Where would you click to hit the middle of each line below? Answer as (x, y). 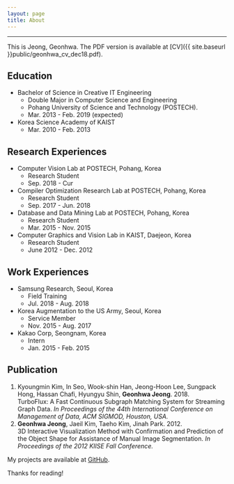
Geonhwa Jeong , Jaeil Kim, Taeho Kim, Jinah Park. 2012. (100, 423)
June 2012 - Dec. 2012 (60, 250)
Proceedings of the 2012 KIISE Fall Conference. (85, 446)
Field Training (47, 296)
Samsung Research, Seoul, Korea (65, 288)
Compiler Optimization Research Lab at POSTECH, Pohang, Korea (112, 191)
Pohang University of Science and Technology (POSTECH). (113, 107)
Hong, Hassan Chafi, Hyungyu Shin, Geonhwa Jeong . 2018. (103, 394)
